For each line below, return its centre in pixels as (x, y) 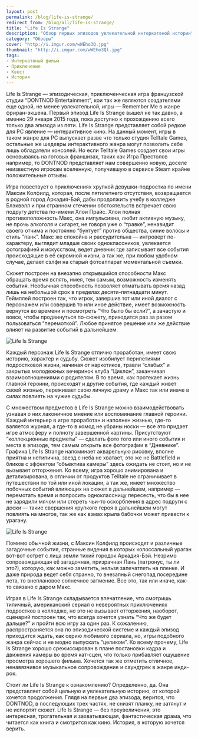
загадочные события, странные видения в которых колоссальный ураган (99, 550)
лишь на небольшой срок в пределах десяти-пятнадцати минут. (87, 292)
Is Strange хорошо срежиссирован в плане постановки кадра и (86, 648)
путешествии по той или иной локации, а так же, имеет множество (91, 483)
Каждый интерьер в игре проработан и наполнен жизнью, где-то (89, 420)
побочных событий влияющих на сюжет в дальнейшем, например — (93, 489)
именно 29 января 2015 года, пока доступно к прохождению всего (90, 119)
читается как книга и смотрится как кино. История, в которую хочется (95, 723)
